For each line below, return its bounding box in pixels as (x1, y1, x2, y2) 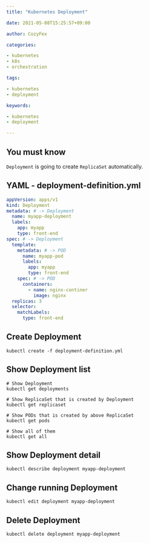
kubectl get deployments (6, 386, 69, 392)
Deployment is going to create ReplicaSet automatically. (6, 163, 144, 170)
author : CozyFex (6, 31, 47, 37)
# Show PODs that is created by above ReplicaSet (6, 412, 134, 419)
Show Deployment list (6, 365, 91, 375)
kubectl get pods (6, 417, 50, 423)
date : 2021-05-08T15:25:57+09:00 (6, 19, 91, 26)
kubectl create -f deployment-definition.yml (6, 348, 123, 354)
